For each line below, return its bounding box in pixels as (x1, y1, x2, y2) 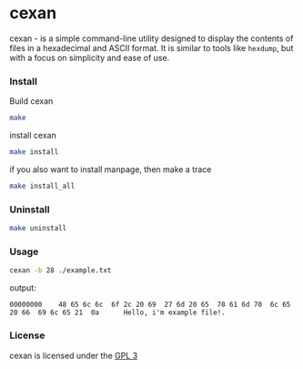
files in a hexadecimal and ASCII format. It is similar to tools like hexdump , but (9, 42, 294, 53)
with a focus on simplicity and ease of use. (9, 52, 170, 63)
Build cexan (9, 96, 54, 107)
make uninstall (9, 224, 67, 233)
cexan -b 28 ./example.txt (9, 266, 112, 275)
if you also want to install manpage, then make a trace (9, 163, 212, 175)
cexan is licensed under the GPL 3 (9, 350, 138, 361)
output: (9, 282, 36, 293)
